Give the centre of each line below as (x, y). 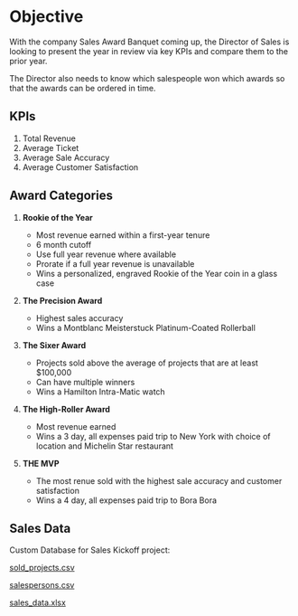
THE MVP (41, 463)
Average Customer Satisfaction (80, 167)
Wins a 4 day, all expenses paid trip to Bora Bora (126, 500)
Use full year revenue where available (106, 254)
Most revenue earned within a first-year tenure (123, 235)
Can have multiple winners (85, 382)
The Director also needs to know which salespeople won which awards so (147, 78)
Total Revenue (49, 138)
